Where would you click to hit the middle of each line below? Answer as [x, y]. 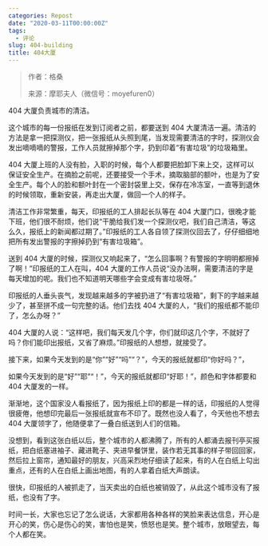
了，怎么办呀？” [35, 315]
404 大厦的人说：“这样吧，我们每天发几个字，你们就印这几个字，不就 [122, 332]
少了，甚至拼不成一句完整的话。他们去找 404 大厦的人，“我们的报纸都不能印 [134, 305]
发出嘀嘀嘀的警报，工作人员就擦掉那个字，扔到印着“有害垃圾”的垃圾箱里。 [130, 147]
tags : [17, 30]
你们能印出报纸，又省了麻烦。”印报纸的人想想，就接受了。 [116, 342]
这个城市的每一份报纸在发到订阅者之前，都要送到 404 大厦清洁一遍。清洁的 [132, 128]
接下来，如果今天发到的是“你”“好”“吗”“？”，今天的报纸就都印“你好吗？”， [128, 359]
